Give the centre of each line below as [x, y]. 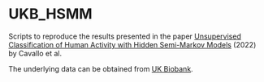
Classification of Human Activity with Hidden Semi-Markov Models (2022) [132, 44]
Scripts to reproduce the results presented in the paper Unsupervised [125, 36]
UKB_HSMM [50, 14]
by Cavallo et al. [35, 53]
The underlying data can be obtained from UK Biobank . [101, 68]
